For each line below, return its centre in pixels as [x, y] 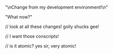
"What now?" [19, 17]
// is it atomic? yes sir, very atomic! [41, 46]
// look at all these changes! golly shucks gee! [52, 26]
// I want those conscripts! [32, 36]
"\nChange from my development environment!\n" [56, 7]
